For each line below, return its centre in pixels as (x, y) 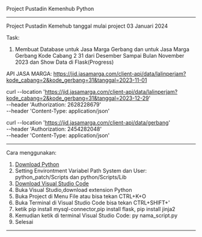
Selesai (24, 222)
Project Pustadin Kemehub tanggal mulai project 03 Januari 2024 (87, 26)
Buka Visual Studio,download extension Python (73, 190)
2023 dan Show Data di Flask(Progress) (64, 62)
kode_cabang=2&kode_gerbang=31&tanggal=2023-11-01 (77, 80)
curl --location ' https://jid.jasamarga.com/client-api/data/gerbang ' (88, 122)
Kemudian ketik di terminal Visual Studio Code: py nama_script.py (96, 215)
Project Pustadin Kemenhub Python (50, 9)
